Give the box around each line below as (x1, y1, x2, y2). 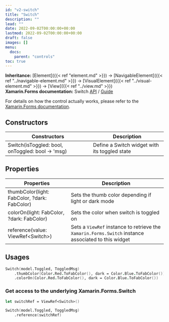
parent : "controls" (14, 54, 55, 59)
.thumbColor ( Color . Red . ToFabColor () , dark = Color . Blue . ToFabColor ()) (14, 271, 165, 276)
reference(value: (8, 227, 47, 234)
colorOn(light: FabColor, (8, 209, 64, 216)
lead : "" (5, 21, 24, 27)
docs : (10, 49, 22, 54)
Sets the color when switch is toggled (70, 209, 160, 216)
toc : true (5, 59, 26, 64)
